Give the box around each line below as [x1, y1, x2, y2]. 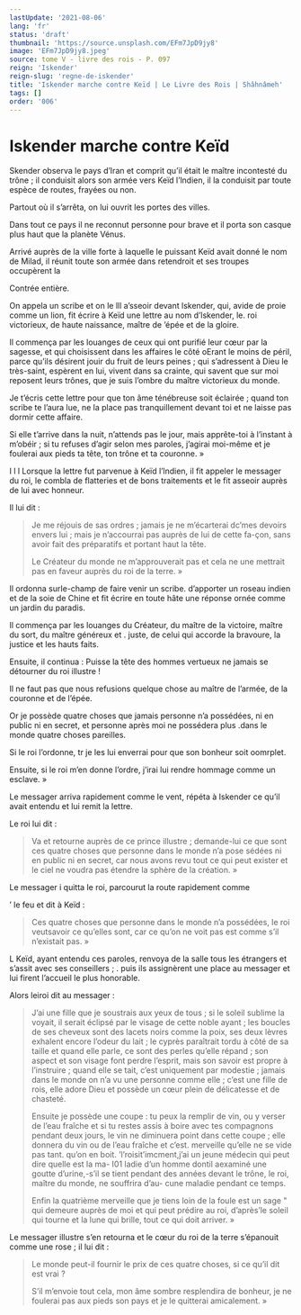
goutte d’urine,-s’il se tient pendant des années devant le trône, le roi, [31, 1168, 289, 1179]
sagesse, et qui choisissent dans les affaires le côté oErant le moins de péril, [9, 347, 292, 357]
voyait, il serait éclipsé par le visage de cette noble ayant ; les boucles [31, 1017, 290, 1028]
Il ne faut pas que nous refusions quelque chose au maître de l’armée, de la [9, 683, 288, 694]
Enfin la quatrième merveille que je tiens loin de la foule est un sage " [31, 1195, 288, 1206]
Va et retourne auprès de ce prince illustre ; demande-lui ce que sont [31, 836, 288, 847]
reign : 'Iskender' [9, 64, 78, 73]
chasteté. [31, 1094, 66, 1104]
